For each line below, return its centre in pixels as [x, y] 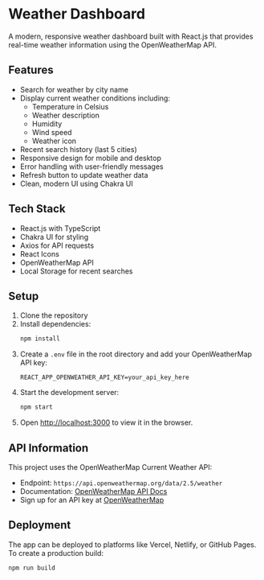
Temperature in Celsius [70, 106]
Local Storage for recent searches [77, 271]
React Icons [40, 253]
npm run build [32, 568]
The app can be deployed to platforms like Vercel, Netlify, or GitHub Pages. [132, 545]
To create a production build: [56, 553]
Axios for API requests [57, 245]
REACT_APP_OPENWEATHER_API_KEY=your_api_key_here [105, 378]
